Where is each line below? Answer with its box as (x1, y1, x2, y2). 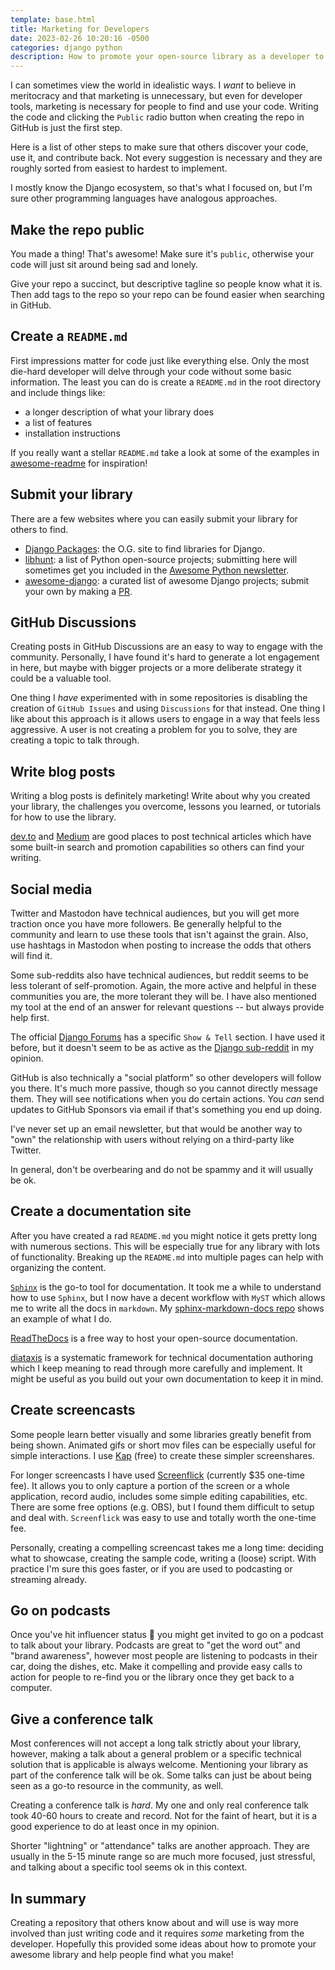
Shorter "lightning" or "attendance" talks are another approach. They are (10, 1840, 310, 1852)
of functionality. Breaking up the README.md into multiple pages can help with (10, 1251, 324, 1263)
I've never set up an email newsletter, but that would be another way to (10, 1123, 303, 1135)
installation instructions (24, 427, 121, 439)
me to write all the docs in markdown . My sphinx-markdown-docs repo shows (10, 1302, 325, 1314)
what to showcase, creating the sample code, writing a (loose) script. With (10, 1552, 317, 1564)
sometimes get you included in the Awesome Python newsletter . (24, 564, 290, 576)
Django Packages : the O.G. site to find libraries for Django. (24, 542, 265, 555)
